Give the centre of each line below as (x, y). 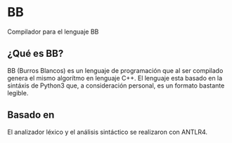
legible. (18, 93)
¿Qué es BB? (36, 54)
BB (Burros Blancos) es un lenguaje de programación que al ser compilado (115, 70)
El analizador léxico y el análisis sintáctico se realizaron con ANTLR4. (108, 132)
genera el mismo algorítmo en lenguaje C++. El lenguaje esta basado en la (115, 78)
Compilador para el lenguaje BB (53, 32)
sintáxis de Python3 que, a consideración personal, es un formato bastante (116, 86)
